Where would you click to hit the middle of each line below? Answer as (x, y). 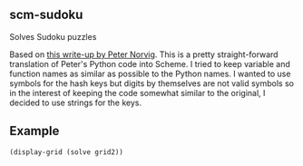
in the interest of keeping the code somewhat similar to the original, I (137, 93)
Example (34, 131)
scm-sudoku (46, 15)
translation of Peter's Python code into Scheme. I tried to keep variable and (150, 63)
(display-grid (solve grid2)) (67, 152)
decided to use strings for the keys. (76, 103)
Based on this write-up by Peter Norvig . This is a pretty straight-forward (144, 54)
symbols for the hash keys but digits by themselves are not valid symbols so (152, 83)
